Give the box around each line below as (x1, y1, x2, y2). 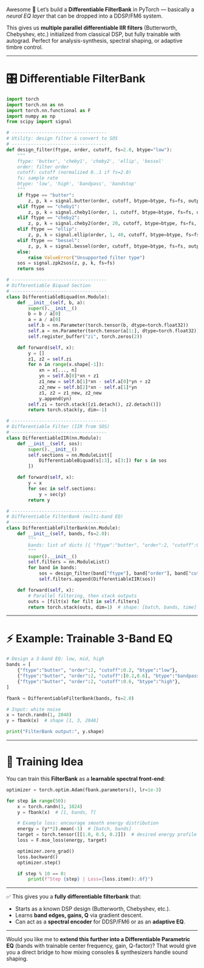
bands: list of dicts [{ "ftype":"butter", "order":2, (28, 542, 170, 548)
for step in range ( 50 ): (6, 798, 67, 804)
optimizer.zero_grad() (17, 848, 75, 854)
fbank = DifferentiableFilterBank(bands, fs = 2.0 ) (6, 695, 135, 701)
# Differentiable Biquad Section (6, 282, 91, 289)
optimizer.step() (17, 859, 61, 866)
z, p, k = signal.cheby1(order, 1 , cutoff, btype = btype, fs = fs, (28, 209, 194, 215)
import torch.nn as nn (6, 101, 64, 108)
